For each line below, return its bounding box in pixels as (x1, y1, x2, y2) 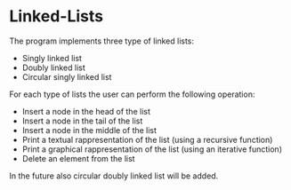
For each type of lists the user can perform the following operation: (9, 89, 255, 99)
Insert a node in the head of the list (21, 106, 151, 116)
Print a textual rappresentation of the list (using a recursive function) (21, 134, 273, 145)
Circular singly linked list (21, 71, 112, 82)
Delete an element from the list (21, 153, 135, 163)
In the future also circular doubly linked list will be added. (9, 170, 219, 181)
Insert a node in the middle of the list (21, 124, 158, 135)
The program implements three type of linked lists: (9, 36, 194, 46)
